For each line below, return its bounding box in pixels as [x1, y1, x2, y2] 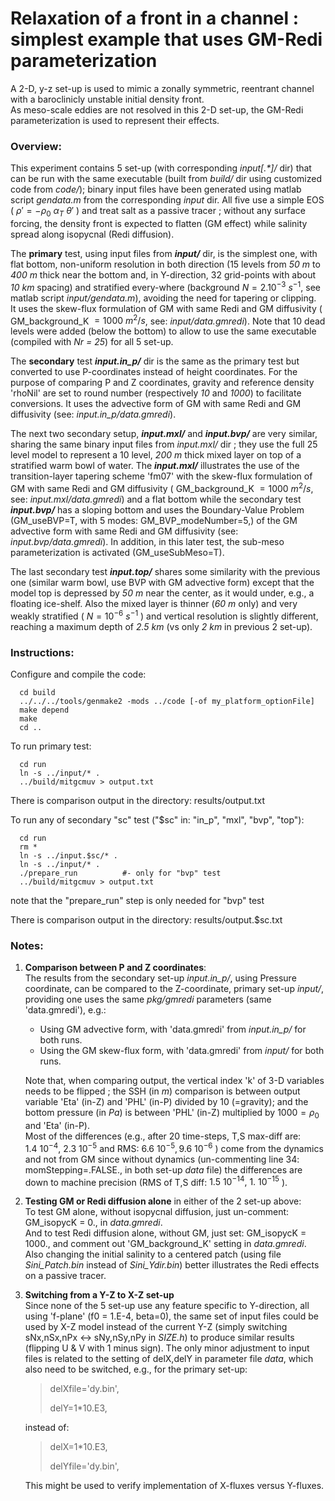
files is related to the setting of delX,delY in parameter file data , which [24, 1353, 314, 1365]
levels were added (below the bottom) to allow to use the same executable [10, 325, 317, 337]
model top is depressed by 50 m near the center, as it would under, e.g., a [10, 587, 315, 599]
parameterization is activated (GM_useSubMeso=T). [10, 547, 225, 558]
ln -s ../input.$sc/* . [19, 850, 118, 861]
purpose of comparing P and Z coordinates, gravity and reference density [10, 377, 315, 389]
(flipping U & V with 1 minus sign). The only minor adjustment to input [24, 1342, 310, 1354]
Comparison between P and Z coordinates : [24, 962, 207, 974]
